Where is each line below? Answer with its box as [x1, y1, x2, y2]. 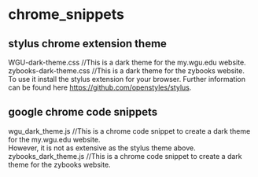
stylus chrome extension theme [8, 37, 168, 50]
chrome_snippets [8, 6, 124, 24]
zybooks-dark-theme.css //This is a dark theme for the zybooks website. [8, 66, 245, 76]
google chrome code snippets [8, 105, 158, 119]
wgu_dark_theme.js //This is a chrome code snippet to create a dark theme [8, 126, 251, 135]
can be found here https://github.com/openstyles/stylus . [8, 83, 192, 92]
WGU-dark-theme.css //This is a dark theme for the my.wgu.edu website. [8, 57, 246, 67]
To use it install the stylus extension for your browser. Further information [8, 75, 246, 83]
